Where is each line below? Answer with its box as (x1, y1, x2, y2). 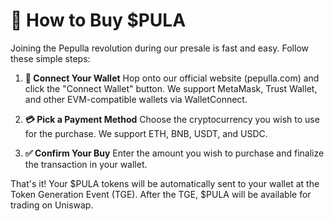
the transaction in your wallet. (24, 158, 148, 170)
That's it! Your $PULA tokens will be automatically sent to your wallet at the (10, 177, 320, 189)
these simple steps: (10, 52, 91, 64)
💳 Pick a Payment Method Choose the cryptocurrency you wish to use (24, 113, 320, 125)
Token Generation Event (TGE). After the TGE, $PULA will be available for (10, 188, 312, 200)
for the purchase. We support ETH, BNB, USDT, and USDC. (24, 127, 268, 139)
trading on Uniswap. (10, 199, 94, 211)
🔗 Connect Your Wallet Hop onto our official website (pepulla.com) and (24, 72, 320, 84)
